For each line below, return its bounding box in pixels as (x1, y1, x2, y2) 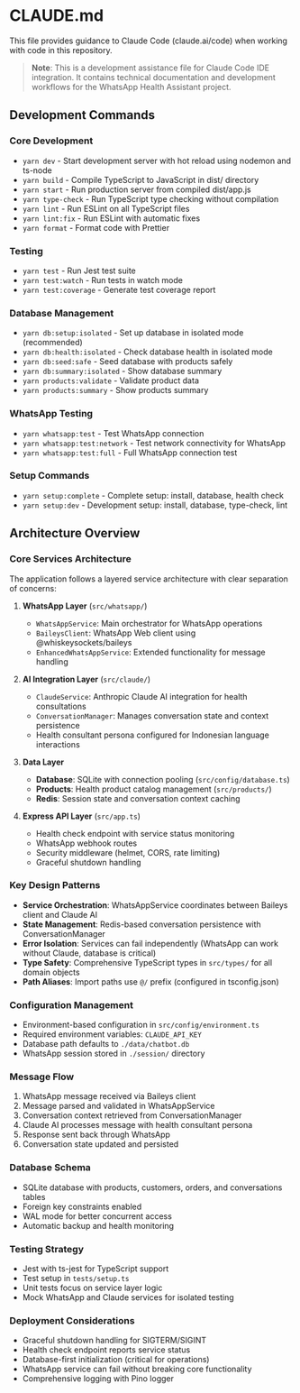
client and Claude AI (22, 909, 98, 920)
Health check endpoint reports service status (22, 1344, 191, 1355)
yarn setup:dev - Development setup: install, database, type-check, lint (22, 499, 288, 510)
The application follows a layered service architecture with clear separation (9, 573, 288, 584)
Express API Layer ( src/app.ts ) (22, 811, 141, 821)
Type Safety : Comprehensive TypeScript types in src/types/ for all (22, 957, 273, 967)
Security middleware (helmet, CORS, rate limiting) (35, 847, 221, 857)
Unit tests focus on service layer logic (22, 1282, 163, 1293)
